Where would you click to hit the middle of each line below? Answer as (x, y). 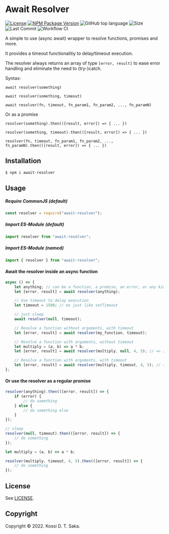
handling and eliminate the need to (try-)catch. (54, 68)
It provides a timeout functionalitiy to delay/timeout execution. (69, 53)
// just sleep (29, 315)
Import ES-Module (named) (34, 248)
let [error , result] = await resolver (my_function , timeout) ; (81, 333)
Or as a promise (22, 114)
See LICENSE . (20, 498)
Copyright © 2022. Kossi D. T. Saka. (43, 526)
